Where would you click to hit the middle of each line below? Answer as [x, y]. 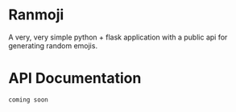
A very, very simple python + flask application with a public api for [118, 37]
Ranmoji [36, 15]
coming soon [28, 100]
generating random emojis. [53, 45]
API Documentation [75, 79]
